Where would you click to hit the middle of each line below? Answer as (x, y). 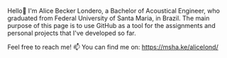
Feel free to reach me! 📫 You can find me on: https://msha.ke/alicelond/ (113, 47)
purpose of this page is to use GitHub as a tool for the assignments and (111, 26)
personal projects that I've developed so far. (72, 33)
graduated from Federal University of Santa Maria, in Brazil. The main (109, 18)
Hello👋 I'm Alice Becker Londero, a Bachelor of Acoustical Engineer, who (113, 11)
